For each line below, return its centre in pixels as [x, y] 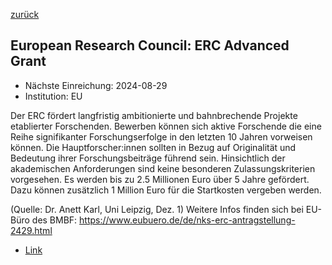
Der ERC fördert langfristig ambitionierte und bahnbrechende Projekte [154, 115]
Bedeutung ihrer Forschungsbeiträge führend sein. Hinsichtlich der [148, 158]
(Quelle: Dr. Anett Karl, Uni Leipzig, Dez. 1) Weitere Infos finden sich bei [157, 209]
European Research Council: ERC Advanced [150, 45]
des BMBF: [54, 220]
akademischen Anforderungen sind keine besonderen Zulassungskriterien [163, 168]
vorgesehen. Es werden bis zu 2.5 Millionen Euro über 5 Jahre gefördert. [160, 179]
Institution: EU [53, 96]
